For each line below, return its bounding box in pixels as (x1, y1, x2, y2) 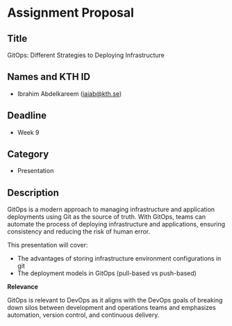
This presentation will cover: (7, 241, 88, 250)
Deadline (7, 110, 47, 122)
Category (7, 148, 49, 161)
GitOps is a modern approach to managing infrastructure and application (7, 205, 215, 213)
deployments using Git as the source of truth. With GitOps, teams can (7, 213, 206, 221)
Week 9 (17, 128, 40, 136)
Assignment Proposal (7, 5, 134, 21)
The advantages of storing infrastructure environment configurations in (17, 254, 222, 263)
